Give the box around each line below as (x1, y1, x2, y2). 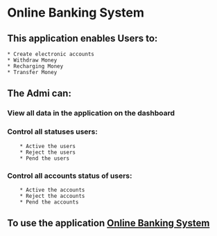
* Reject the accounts (19, 192, 85, 199)
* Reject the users (19, 149, 76, 156)
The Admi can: (7, 88, 71, 100)
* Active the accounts (19, 186, 85, 193)
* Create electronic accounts (7, 51, 95, 57)
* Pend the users (19, 154, 70, 162)
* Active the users (19, 143, 76, 149)
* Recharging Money (7, 63, 64, 70)
